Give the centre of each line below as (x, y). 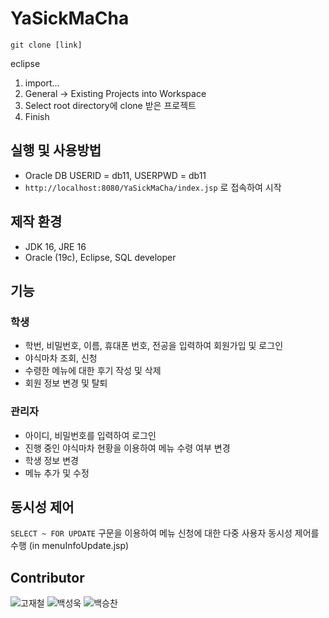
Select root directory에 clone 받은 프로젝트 (110, 105)
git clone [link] (46, 45)
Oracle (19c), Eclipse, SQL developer (100, 257)
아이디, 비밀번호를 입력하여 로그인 (90, 435)
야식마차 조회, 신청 (61, 358)
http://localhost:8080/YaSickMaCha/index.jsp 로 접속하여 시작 (153, 187)
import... (42, 83)
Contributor (47, 577)
